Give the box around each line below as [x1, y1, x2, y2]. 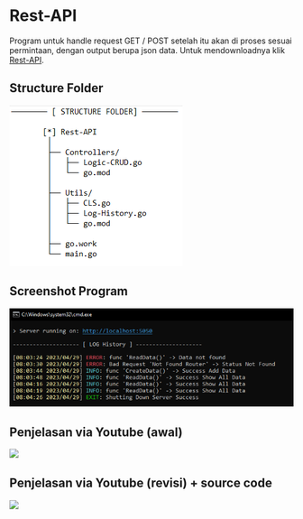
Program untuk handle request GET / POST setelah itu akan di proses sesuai [9, 35, 292, 46]
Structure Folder [9, 80, 104, 96]
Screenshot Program [9, 283, 129, 299]
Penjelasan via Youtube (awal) [9, 424, 183, 440]
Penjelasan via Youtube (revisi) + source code [9, 476, 272, 491]
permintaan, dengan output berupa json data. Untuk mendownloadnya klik [9, 44, 286, 55]
